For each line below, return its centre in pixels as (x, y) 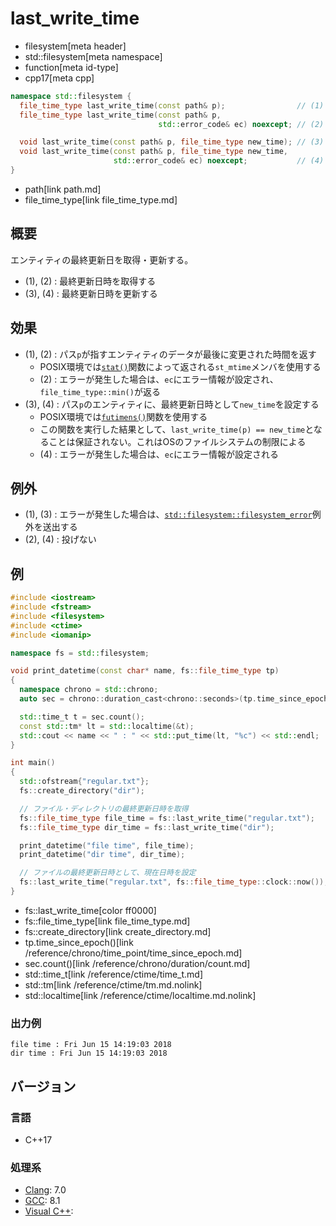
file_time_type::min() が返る (100, 391)
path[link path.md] (63, 189)
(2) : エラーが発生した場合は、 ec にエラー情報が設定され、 (159, 379)
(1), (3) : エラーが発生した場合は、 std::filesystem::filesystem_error (168, 514)
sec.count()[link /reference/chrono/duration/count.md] (137, 963)
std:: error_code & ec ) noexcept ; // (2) (241, 124)
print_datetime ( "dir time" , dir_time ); (102, 855)
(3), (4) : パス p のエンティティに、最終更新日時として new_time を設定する (172, 404)
